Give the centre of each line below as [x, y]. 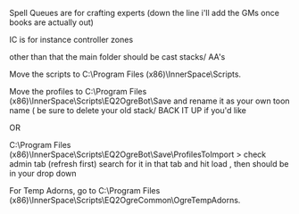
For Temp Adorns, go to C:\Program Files [85, 190]
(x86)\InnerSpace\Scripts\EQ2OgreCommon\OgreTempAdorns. [125, 200]
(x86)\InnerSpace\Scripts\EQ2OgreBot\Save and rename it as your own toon [149, 101]
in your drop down [43, 173]
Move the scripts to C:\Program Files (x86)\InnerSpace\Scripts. [125, 74]
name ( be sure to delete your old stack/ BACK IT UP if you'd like [128, 110]
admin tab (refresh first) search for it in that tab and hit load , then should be [149, 164]
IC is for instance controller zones [71, 40]
